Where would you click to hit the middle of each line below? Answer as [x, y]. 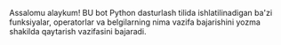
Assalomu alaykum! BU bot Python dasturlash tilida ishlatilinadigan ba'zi [141, 13]
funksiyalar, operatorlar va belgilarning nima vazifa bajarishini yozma [135, 22]
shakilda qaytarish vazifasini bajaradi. [78, 31]
